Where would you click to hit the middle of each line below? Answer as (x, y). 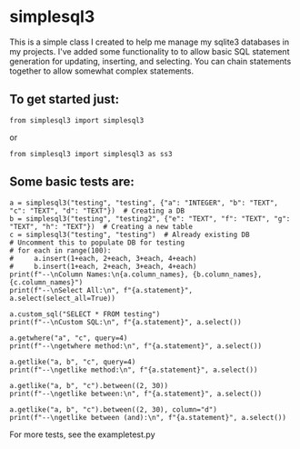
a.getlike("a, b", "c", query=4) (73, 362)
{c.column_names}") (46, 282)
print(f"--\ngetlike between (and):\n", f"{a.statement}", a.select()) (148, 417)
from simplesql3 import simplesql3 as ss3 (91, 154)
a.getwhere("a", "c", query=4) (69, 338)
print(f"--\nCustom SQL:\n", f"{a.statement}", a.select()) (126, 322)
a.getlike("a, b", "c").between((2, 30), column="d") (114, 409)
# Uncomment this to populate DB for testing (97, 243)
